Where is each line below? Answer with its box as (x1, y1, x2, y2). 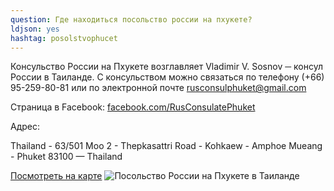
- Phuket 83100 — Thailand (10, 151, 123, 163)
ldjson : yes (10, 24, 60, 34)
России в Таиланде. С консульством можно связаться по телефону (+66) (10, 71, 325, 83)
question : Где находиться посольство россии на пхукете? (10, 14, 253, 25)
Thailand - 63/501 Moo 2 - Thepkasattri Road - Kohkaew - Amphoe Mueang (10, 140, 323, 152)
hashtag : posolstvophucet (10, 33, 118, 43)
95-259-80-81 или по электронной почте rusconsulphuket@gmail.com (10, 82, 307, 94)
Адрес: (10, 121, 41, 133)
